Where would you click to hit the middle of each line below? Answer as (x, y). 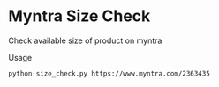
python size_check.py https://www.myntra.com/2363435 (109, 73)
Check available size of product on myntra (85, 40)
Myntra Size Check (79, 16)
